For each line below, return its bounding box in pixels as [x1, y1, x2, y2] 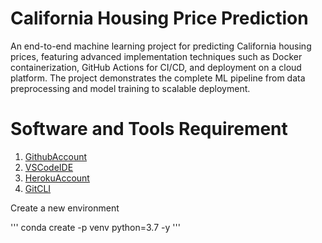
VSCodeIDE [24, 161, 74, 173]
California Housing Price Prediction [10, 7, 309, 30]
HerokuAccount [24, 172, 90, 184]
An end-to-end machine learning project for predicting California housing [10, 40, 312, 52]
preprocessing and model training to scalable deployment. [10, 82, 251, 94]
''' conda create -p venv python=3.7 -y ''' [10, 221, 181, 233]
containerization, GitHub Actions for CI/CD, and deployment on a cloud [10, 61, 302, 73]
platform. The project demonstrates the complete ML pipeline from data [10, 72, 306, 84]
